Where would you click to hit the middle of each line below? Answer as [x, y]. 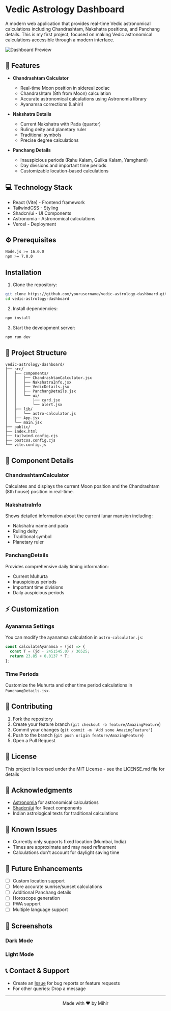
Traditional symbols [41, 135]
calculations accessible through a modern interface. [60, 40]
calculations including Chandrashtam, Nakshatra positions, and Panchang [83, 29]
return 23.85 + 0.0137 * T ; [40, 656]
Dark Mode [19, 941]
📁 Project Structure [36, 353]
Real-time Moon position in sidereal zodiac [65, 88]
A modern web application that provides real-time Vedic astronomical [78, 23]
